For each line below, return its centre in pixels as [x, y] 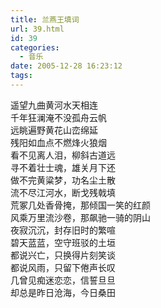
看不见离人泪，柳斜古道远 [63, 155]
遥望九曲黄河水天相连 [54, 105]
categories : [35, 47]
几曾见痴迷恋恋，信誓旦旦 [63, 280]
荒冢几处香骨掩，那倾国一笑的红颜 [80, 205]
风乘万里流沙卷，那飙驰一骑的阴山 [80, 217]
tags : [21, 76]
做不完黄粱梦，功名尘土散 [63, 180]
